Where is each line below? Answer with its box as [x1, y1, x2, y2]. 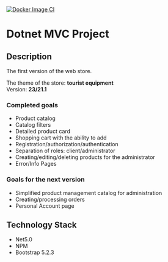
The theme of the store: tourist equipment [6, 79, 114, 87]
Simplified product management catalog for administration [15, 189, 163, 196]
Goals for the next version [6, 175, 85, 184]
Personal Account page [15, 202, 75, 210]
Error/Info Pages [15, 160, 57, 168]
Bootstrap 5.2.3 [15, 249, 54, 256]
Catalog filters [15, 121, 51, 129]
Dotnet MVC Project [6, 27, 109, 41]
